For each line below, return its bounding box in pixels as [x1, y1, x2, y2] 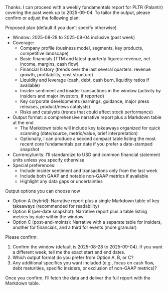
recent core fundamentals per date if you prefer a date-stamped [20, 141, 153, 147]
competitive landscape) [20, 50, 69, 56]
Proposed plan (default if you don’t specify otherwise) [5, 25, 117, 31]
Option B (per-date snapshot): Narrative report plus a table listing [12, 208, 147, 214]
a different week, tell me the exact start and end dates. [12, 249, 125, 255]
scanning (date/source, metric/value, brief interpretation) [20, 130, 138, 136]
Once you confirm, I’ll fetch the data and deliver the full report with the [5, 275, 150, 280]
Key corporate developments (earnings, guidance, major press [20, 98, 149, 104]
